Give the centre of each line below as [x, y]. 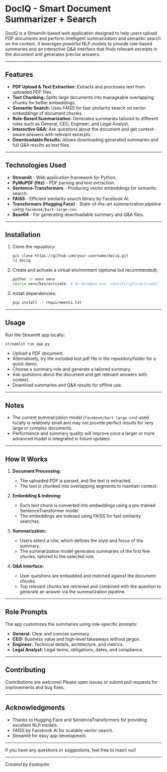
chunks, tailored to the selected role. [57, 557]
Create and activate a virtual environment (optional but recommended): [85, 270]
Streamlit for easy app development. [49, 736]
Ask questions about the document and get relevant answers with [80, 375]
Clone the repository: [34, 247]
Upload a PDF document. [38, 353]
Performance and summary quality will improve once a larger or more [83, 433]
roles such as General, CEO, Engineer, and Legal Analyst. [71, 124]
